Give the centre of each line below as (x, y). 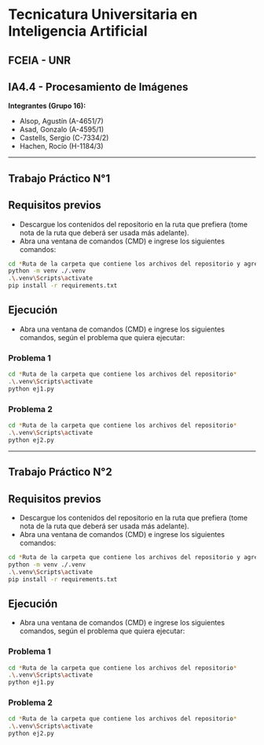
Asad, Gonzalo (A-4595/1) (62, 130)
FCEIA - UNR (40, 60)
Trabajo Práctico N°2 (60, 472)
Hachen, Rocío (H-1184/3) (61, 146)
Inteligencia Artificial (78, 31)
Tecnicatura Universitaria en (103, 15)
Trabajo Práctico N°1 (59, 178)
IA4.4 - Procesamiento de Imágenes (98, 87)
